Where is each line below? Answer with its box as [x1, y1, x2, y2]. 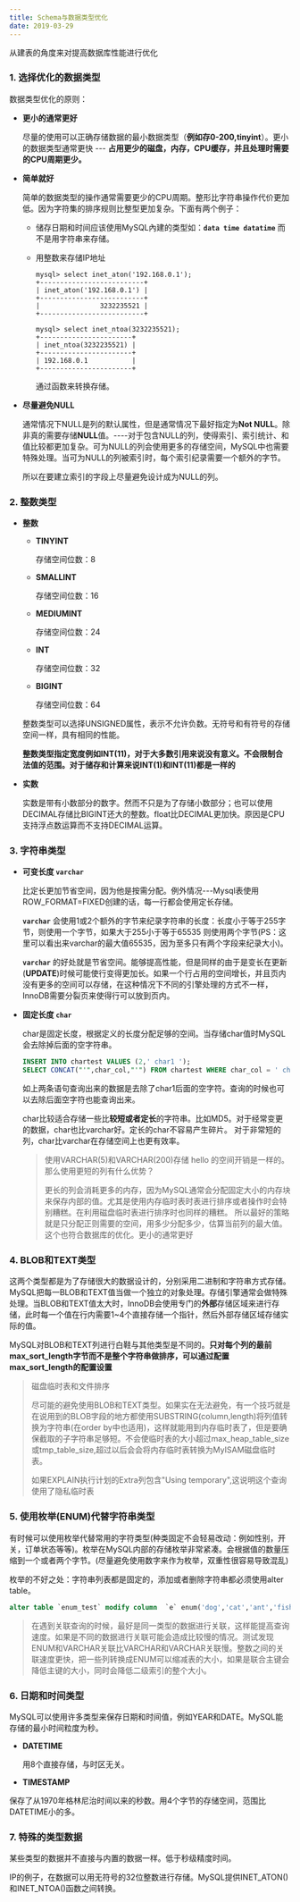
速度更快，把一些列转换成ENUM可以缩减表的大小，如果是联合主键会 [38, 1654, 290, 1664]
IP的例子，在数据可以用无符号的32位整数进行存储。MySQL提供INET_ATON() [9, 1872, 288, 1882]
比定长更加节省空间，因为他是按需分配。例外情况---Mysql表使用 [21, 886, 260, 896]
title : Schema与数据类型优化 [9, 13, 109, 22]
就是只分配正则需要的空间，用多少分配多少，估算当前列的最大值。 [44, 1218, 287, 1229]
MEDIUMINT [35, 609, 83, 619]
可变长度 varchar [21, 866, 85, 877]
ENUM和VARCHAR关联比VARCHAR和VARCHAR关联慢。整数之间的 [30, 1642, 277, 1654]
